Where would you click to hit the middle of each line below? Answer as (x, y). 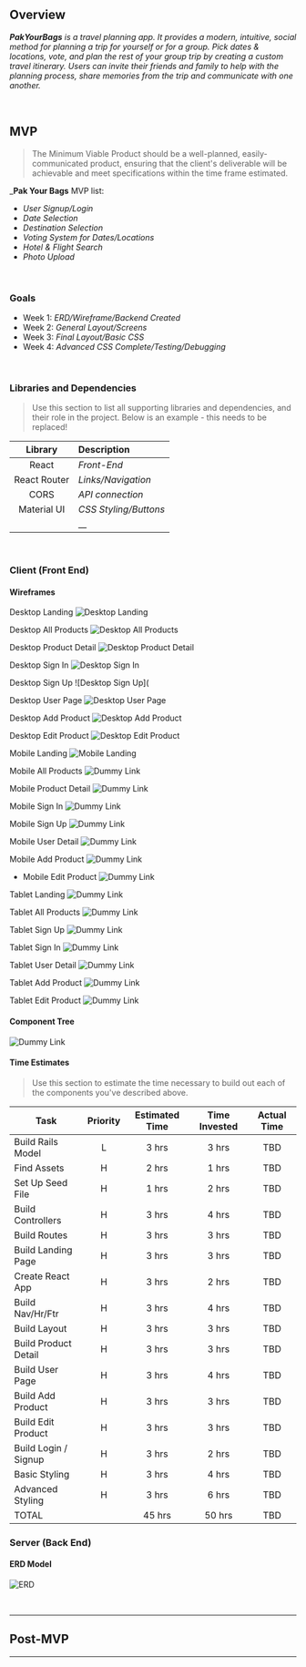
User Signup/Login (58, 208)
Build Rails (36, 1141)
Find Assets (39, 1168)
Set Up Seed (41, 1182)
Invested (219, 1126)
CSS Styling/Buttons (122, 509)
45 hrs (157, 1515)
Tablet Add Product (46, 983)
